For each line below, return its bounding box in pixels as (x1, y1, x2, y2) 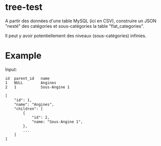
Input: (5, 66, 17, 72)
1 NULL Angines (5, 80, 56, 85)
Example (5, 50, 42, 61)
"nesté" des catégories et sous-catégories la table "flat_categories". (5, 23, 145, 29)
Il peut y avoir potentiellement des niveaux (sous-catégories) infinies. (5, 33, 147, 39)
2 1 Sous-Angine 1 (5, 85, 70, 90)
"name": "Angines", (14, 102, 54, 107)
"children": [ (14, 106, 43, 111)
